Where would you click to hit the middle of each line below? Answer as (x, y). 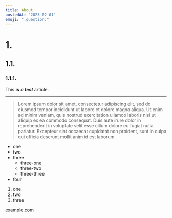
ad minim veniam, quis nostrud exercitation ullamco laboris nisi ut (87, 115)
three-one (31, 163)
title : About (19, 10)
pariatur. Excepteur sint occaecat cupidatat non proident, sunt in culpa (92, 132)
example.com (20, 210)
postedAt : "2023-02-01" (31, 15)
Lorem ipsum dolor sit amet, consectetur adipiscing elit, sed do (84, 104)
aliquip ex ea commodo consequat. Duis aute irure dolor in (79, 120)
